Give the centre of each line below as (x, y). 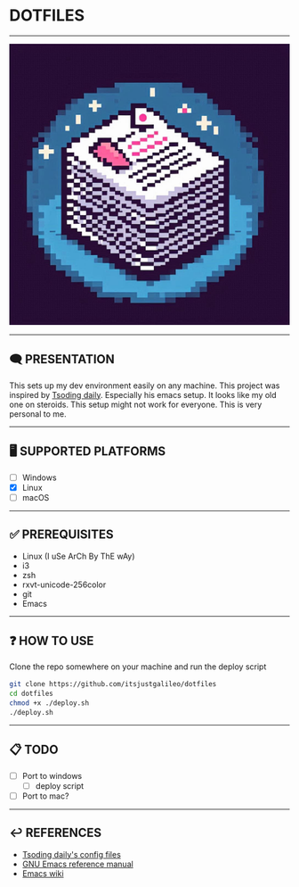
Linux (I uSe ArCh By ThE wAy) (78, 556)
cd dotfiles (31, 694)
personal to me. (38, 414)
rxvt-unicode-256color (64, 584)
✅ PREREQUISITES (61, 535)
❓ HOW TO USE (52, 640)
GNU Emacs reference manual (77, 864)
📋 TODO (34, 750)
